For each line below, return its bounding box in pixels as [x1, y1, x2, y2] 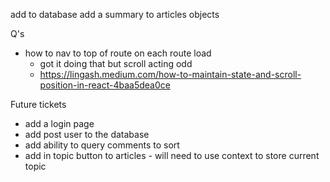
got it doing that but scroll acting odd [39, 58, 193, 69]
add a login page [24, 118, 95, 129]
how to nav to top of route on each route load [24, 47, 212, 59]
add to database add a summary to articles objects [10, 9, 220, 20]
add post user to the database [24, 129, 150, 140]
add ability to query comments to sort [24, 139, 180, 151]
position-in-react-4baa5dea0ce [39, 79, 171, 91]
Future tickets [10, 99, 67, 110]
